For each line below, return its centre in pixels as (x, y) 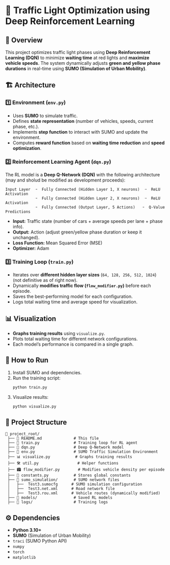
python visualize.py (34, 406)
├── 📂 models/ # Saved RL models (60, 498)
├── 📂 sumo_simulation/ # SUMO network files (63, 480)
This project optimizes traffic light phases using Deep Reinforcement (78, 52)
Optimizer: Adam (31, 248)
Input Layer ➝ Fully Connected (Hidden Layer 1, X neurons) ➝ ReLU (83, 189)
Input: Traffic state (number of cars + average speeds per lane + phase (88, 221)
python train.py (30, 387)
